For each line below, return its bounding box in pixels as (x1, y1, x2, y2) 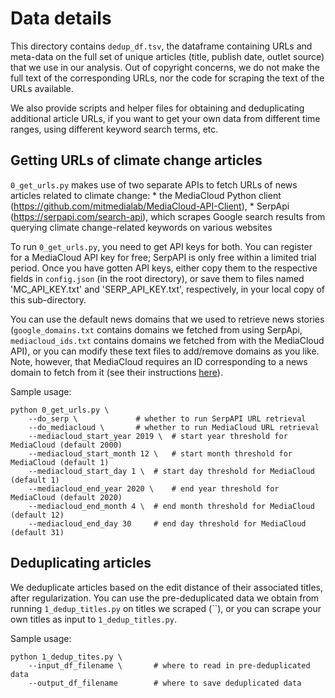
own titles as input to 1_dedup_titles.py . (10, 613, 177, 625)
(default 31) (10, 527, 65, 537)
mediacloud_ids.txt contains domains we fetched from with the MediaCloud (10, 334, 325, 346)
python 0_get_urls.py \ (10, 405, 110, 415)
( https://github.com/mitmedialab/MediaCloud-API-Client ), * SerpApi (10, 200, 290, 212)
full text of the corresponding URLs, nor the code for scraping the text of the (10, 72, 325, 84)
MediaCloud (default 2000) (10, 440, 123, 450)
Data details (10, 7, 112, 30)
